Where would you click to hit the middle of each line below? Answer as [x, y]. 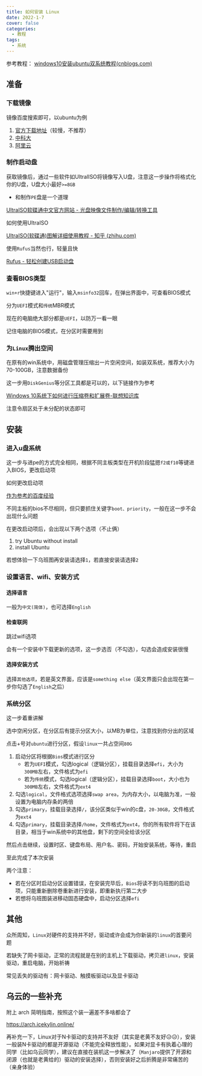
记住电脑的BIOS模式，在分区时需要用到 [55, 331]
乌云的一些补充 [34, 997]
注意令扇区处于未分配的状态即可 [46, 409]
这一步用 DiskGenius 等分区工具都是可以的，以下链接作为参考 [80, 383]
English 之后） [50, 687]
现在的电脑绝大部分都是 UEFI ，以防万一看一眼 [62, 318]
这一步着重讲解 [25, 718]
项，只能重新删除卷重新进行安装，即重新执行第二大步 [81, 891]
